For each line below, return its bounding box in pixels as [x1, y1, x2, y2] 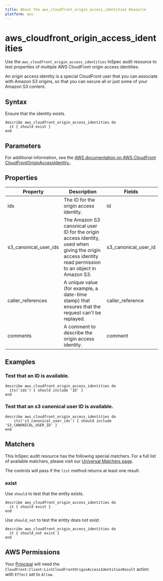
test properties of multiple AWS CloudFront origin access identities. [5, 64, 140, 70]
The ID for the [64, 196, 96, 203]
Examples [5, 358, 35, 366]
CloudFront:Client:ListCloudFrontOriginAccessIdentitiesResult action [5, 566, 149, 572]
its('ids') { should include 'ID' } [9, 388, 83, 393]
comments [7, 332, 32, 339]
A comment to [64, 323, 96, 330]
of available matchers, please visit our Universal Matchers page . [5, 458, 133, 464]
